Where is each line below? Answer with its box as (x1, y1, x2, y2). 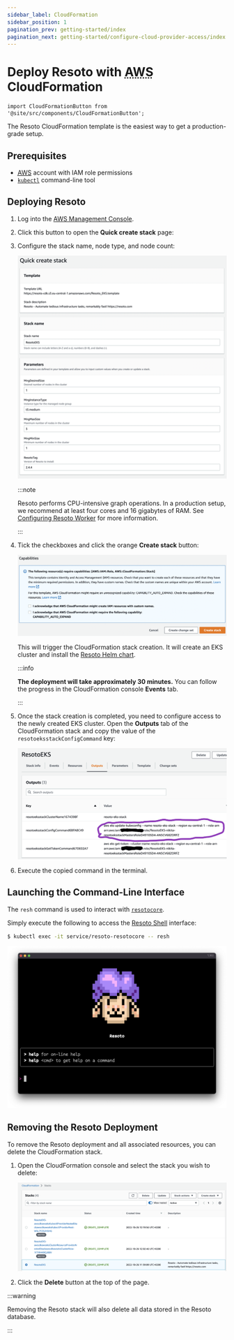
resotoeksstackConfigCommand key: (17, 734, 116, 743)
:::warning (7, 1292, 36, 1300)
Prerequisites (7, 150, 67, 162)
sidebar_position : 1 (7, 18, 68, 26)
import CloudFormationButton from (7, 103, 108, 110)
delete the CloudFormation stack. (7, 1147, 103, 1156)
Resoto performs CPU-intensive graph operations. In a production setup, (17, 499, 226, 507)
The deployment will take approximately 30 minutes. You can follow (17, 678, 217, 686)
